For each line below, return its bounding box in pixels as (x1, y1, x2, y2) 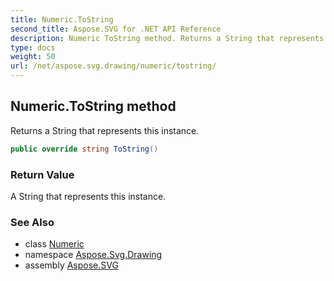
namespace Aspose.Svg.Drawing (24, 249, 163, 261)
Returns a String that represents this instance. (10, 124, 200, 136)
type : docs (10, 42, 56, 53)
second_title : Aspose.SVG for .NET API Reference (10, 24, 222, 34)
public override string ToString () (10, 144, 159, 154)
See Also (10, 215, 55, 229)
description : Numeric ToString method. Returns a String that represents (10, 33, 325, 43)
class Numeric (24, 238, 85, 250)
